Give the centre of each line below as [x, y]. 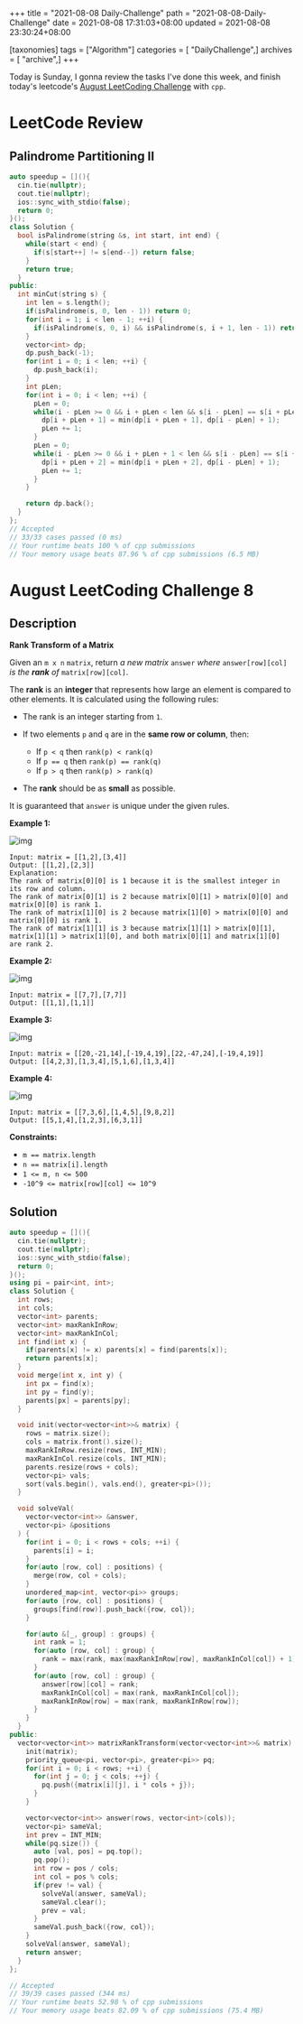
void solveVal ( [46, 1509]
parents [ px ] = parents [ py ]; [78, 1400]
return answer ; [54, 1952]
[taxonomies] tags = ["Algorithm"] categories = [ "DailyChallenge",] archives [151, 50]
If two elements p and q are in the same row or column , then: [136, 734]
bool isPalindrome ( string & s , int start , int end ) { [119, 236]
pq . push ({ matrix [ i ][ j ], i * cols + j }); [119, 1785]
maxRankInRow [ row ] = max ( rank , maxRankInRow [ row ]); [141, 1701]
